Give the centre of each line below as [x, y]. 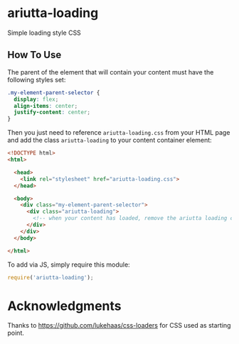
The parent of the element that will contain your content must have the [111, 72]
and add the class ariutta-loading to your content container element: [110, 140]
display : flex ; [36, 99]
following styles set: [37, 79]
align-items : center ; [46, 106]
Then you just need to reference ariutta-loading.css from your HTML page [119, 133]
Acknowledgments [65, 306]
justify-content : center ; [52, 112]
